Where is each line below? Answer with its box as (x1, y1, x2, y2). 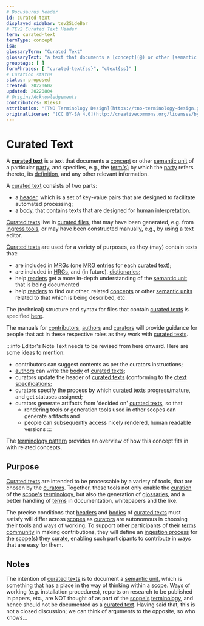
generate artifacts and (24, 413, 80, 420)
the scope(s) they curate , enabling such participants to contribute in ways (6, 535, 191, 542)
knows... (6, 614, 28, 621)
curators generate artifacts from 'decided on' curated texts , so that (15, 400, 183, 407)
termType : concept (6, 37, 53, 43)
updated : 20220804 (6, 88, 53, 94)
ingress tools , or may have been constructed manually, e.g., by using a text (6, 225, 194, 232)
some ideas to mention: (6, 349, 65, 357)
